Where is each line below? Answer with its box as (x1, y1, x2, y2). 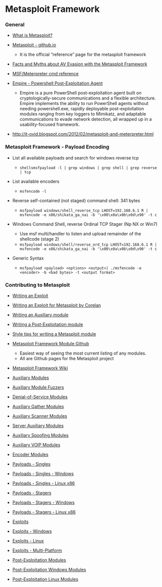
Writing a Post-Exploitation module (12, 321, 83, 327)
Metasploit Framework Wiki (12, 365, 68, 371)
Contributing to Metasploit (5, 281, 70, 288)
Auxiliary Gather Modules (12, 404, 64, 410)
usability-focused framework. (19, 121, 80, 127)
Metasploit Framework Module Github (12, 341, 89, 347)
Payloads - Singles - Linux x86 (12, 480, 75, 486)
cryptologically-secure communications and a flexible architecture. (19, 95, 156, 101)
